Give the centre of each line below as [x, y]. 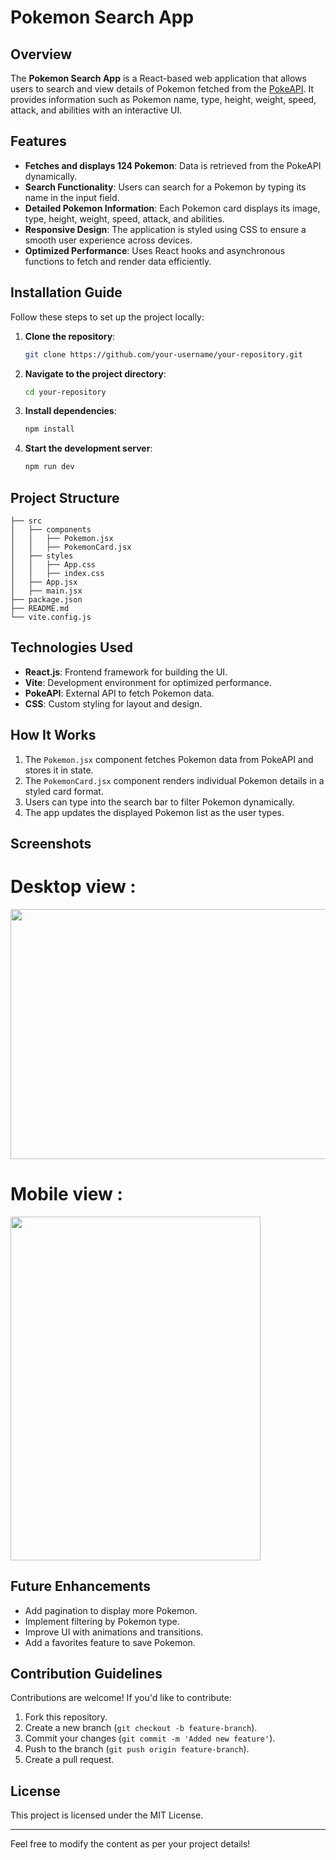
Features [38, 141]
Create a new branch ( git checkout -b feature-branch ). [141, 1728]
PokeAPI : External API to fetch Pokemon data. [119, 693]
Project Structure [65, 497]
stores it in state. [59, 770]
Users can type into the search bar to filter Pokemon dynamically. [159, 802]
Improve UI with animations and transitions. [114, 1632]
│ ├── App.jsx [44, 582]
